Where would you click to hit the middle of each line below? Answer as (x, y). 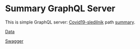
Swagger (14, 41)
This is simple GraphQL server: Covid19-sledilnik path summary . (70, 22)
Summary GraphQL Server (60, 9)
